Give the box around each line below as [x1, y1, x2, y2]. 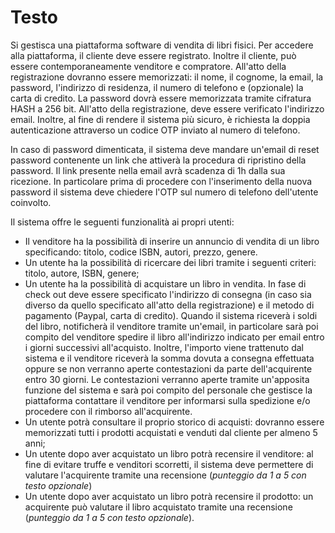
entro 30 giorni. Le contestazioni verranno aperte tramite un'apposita [24, 373, 310, 385]
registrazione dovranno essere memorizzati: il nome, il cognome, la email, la [10, 71, 324, 83]
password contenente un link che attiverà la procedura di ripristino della [10, 154, 307, 166]
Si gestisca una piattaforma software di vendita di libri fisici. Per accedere [10, 39, 314, 51]
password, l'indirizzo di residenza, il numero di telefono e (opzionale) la [10, 81, 304, 93]
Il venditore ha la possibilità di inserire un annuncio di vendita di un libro [24, 235, 320, 247]
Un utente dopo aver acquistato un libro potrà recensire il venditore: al [24, 447, 314, 460]
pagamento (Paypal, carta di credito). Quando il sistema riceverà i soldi [24, 309, 318, 321]
